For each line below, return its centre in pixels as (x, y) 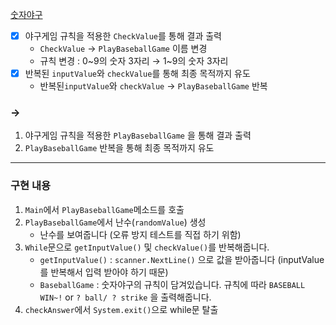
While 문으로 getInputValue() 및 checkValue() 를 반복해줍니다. (147, 247)
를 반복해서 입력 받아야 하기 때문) (104, 272)
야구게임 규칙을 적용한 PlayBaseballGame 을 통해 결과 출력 (138, 135)
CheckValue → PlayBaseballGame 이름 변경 (123, 49)
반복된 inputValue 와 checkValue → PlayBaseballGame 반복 (153, 86)
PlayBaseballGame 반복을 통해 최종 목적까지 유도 (119, 148)
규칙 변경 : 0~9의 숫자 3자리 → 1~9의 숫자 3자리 (134, 61)
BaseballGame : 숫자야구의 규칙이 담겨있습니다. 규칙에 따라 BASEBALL (172, 284)
